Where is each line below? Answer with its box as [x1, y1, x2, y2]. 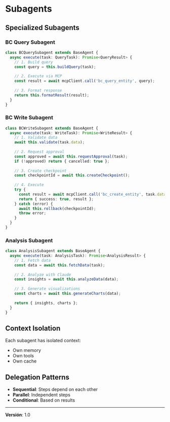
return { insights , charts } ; [14, 300, 78, 306]
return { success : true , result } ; [18, 196, 94, 201]
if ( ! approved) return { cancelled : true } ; [14, 159, 110, 164]
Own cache [12, 358, 37, 364]
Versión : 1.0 [5, 412, 30, 418]
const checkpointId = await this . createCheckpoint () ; [14, 173, 130, 178]
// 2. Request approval [14, 149, 65, 155]
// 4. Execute [14, 183, 44, 188]
